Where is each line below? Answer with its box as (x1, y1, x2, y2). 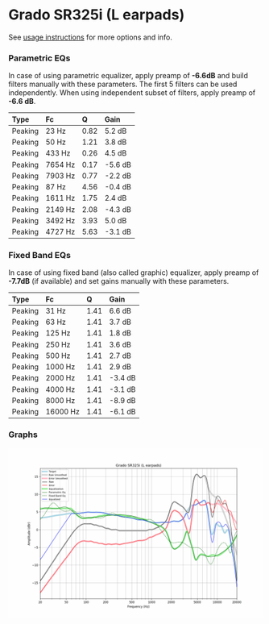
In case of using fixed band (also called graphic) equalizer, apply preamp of (8, 268, 259, 277)
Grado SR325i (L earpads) (8, 6, 185, 24)
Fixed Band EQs (8, 249, 71, 260)
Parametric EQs (8, 52, 71, 64)
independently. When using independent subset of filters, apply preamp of (8, 88, 256, 98)
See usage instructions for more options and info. (8, 32, 173, 42)
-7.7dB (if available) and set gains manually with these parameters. (8, 277, 230, 286)
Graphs (8, 429, 38, 440)
